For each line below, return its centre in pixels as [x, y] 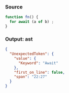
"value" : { [25, 58]
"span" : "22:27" [31, 77]
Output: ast [19, 39]
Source [14, 7]
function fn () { [22, 17]
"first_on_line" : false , [39, 72]
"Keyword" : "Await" [38, 63]
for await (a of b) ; [32, 22]
